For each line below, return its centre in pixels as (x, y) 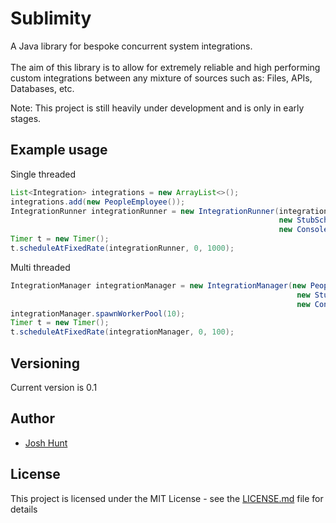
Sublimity (51, 18)
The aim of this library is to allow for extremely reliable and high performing (165, 67)
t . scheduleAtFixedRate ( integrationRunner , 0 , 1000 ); (122, 248)
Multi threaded (40, 267)
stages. (26, 118)
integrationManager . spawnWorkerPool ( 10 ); (98, 313)
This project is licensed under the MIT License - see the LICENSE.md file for (167, 498)
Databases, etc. (42, 88)
